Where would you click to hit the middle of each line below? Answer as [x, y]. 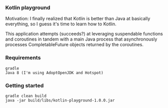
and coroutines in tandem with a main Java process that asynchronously [81, 39]
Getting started [25, 85]
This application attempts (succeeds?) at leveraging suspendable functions [84, 34]
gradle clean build [26, 96]
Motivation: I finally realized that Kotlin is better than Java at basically [78, 19]
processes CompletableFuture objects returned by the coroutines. [74, 45]
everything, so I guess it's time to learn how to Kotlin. [61, 24]
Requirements [23, 58]
